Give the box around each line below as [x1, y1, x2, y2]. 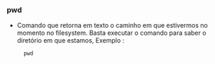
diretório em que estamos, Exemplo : [16, 36, 125, 45]
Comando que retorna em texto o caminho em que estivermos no [16, 21, 209, 30]
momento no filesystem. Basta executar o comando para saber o [16, 28, 206, 37]
